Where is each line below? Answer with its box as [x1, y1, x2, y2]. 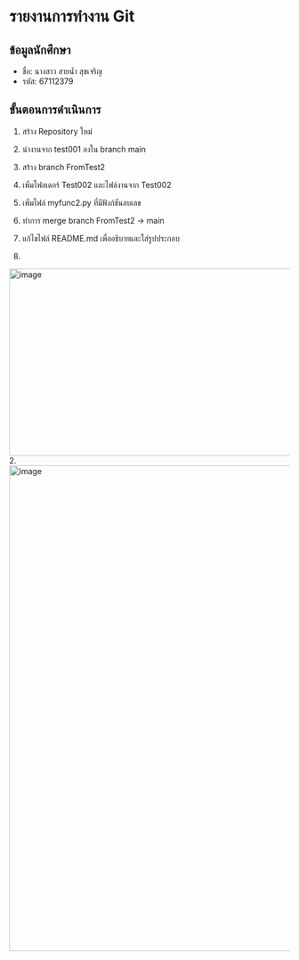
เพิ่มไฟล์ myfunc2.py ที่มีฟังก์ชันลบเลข [21, 197, 141, 208]
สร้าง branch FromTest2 [21, 161, 105, 172]
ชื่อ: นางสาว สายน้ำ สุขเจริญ [21, 66, 102, 77]
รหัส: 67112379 [21, 76, 74, 86]
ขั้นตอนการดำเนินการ [9, 103, 101, 118]
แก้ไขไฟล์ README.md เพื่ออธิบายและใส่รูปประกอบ [21, 233, 180, 243]
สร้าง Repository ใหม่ [21, 126, 93, 136]
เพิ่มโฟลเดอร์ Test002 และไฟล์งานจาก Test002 [21, 179, 172, 190]
